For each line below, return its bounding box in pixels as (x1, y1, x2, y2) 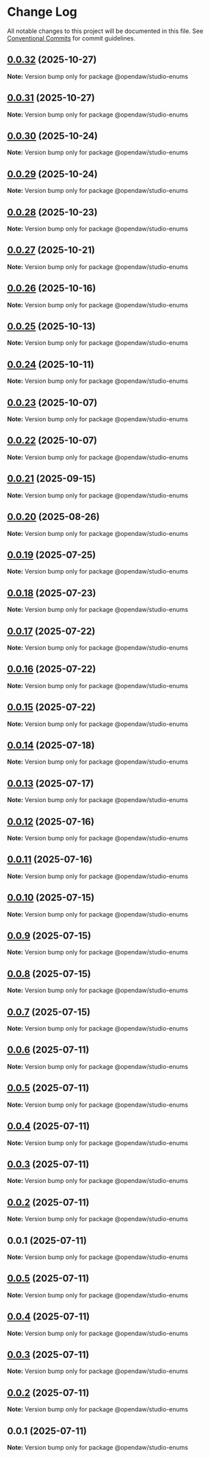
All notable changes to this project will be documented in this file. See (7, 27, 204, 35)
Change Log (7, 4, 77, 20)
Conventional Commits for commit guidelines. (7, 34, 135, 42)
